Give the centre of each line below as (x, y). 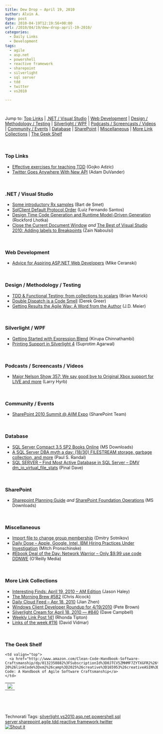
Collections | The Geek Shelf (33, 134)
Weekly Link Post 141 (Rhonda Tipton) (50, 617)
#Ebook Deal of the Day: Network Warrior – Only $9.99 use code (77, 553)
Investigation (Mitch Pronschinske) (47, 549)
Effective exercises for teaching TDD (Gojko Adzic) (63, 166)
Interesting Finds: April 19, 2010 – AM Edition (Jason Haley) (71, 591)
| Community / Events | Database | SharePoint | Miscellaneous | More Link (79, 129)
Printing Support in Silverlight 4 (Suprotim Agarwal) (63, 344)
